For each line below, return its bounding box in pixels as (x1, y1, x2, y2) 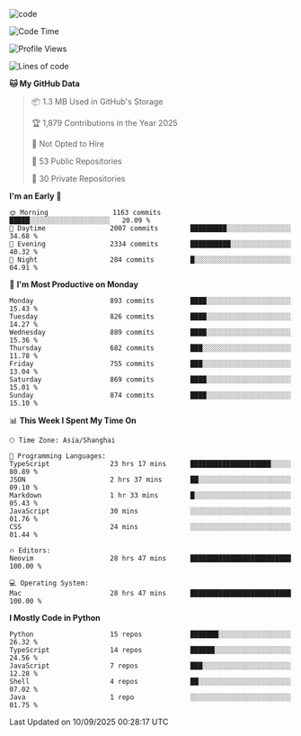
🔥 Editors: (9, 546, 51, 555)
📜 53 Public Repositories (31, 156, 123, 166)
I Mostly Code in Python (9, 613, 101, 623)
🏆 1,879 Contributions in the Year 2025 (31, 118, 178, 128)
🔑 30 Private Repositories (31, 174, 126, 184)
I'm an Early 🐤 (9, 191, 62, 202)
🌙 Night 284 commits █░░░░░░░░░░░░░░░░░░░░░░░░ (9, 256, 292, 265)
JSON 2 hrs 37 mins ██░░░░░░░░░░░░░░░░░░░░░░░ (9, 475, 292, 484)
